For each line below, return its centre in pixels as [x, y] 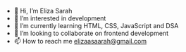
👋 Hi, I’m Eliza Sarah [43, 11]
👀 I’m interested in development [60, 18]
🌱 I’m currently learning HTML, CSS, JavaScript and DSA [96, 26]
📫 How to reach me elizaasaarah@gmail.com [80, 41]
